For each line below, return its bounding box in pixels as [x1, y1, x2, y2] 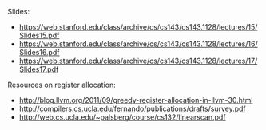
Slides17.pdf [18, 65, 59, 74]
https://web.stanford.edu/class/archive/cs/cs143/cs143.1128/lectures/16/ [18, 39, 258, 49]
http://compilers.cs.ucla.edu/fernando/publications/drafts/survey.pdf [18, 104, 247, 113]
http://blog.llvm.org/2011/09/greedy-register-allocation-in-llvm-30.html [18, 96, 253, 104]
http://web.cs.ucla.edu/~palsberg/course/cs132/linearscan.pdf [18, 112, 226, 122]
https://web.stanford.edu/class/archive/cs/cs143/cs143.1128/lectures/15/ [18, 22, 258, 31]
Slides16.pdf [18, 48, 60, 57]
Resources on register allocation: [7, 80, 117, 89]
